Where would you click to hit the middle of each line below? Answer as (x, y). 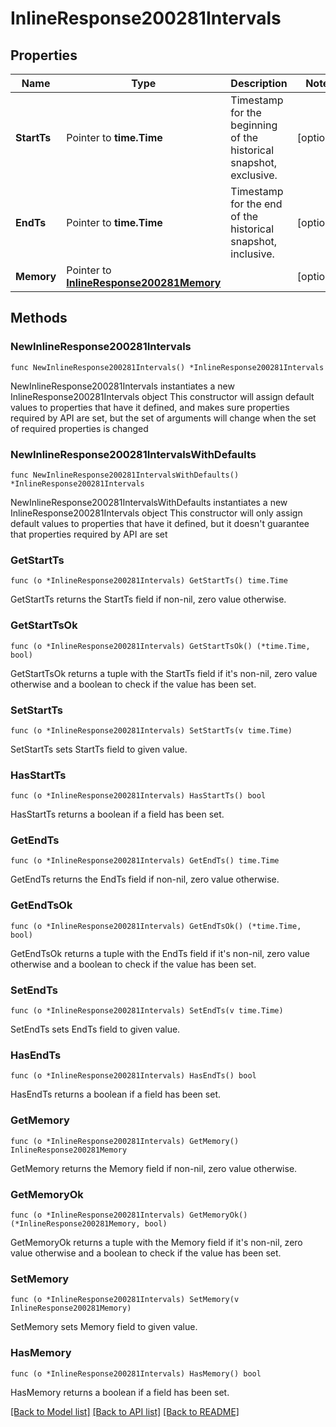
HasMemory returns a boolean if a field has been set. (120, 1392)
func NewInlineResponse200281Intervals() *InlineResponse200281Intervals (167, 367)
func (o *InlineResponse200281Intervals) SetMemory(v (125, 1300)
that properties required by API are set (89, 534)
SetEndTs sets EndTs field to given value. (95, 1029)
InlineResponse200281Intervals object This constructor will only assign (156, 513)
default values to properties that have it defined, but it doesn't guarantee (160, 523)
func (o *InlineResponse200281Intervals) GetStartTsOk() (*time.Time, (160, 646)
